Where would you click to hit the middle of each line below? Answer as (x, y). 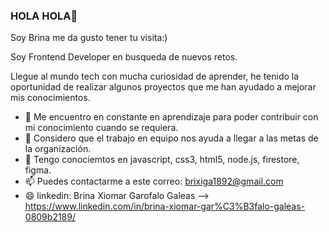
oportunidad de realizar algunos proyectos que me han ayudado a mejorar (163, 87)
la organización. (58, 149)
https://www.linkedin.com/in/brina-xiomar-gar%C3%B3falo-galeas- (165, 206)
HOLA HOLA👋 (44, 16)
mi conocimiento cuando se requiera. (101, 128)
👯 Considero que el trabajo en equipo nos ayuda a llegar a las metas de (171, 138)
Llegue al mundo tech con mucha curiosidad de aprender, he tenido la (155, 76)
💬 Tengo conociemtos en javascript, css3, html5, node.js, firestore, (162, 160)
